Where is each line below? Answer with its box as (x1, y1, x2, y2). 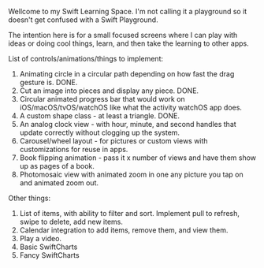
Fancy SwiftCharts (19, 251, 80, 259)
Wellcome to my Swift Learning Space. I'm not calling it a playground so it (8, 7, 247, 16)
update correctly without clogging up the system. (19, 128, 180, 137)
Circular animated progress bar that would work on (19, 95, 185, 103)
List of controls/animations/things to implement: (8, 54, 164, 63)
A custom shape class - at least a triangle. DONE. (19, 111, 180, 121)
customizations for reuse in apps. (19, 145, 128, 154)
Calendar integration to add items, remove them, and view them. (19, 225, 229, 235)
